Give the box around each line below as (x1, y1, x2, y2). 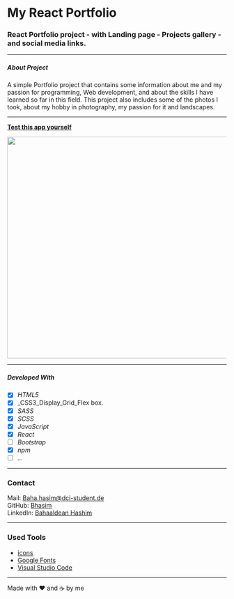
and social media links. (7, 38, 86, 48)
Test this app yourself (7, 123, 72, 132)
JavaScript (17, 422, 49, 430)
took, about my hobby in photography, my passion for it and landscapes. (7, 103, 215, 111)
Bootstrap (17, 437, 47, 446)
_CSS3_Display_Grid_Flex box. (17, 398, 104, 407)
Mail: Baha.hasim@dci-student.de (7, 494, 104, 502)
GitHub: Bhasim (7, 501, 52, 510)
